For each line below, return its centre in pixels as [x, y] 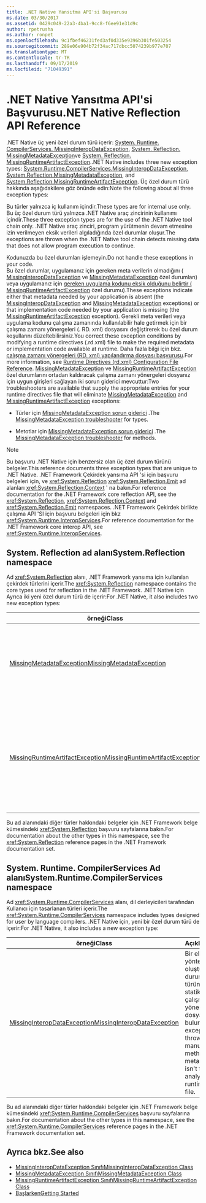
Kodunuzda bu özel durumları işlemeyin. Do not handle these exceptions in [100, 258]
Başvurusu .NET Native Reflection [93, 113]
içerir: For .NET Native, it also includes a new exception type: [82, 928]
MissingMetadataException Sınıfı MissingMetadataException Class [98, 1174]
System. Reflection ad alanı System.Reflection [96, 553]
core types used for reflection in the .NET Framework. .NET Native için [95, 590]
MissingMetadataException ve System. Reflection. [69, 156]
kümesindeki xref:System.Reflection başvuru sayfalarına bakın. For [90, 829]
